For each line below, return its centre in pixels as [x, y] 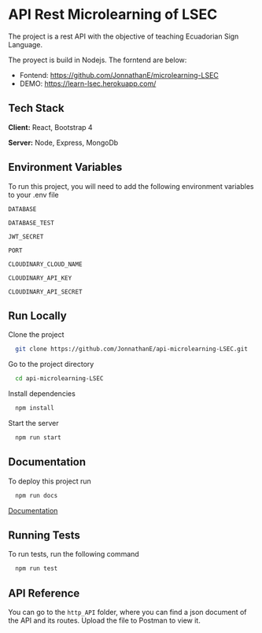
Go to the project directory [51, 365]
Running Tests [44, 535]
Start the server [33, 423]
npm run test [37, 568]
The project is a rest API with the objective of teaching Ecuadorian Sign [124, 36]
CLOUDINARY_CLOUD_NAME [45, 264]
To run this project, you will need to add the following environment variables [131, 186]
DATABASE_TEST [31, 223]
